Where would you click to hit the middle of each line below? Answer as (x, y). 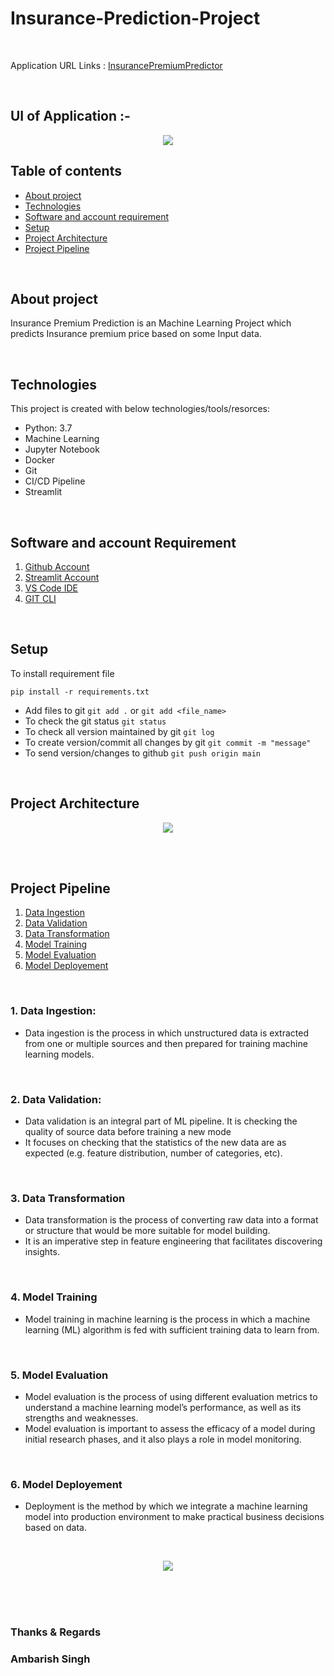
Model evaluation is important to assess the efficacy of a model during (170, 1428)
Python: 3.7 (48, 428)
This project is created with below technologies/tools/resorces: (140, 409)
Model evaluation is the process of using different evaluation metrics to (171, 1396)
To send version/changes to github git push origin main (142, 753)
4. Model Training (54, 1297)
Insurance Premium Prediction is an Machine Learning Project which (151, 323)
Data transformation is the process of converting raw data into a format (171, 1220)
